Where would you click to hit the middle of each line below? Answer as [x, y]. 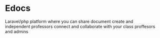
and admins [17, 31]
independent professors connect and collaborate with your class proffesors [80, 26]
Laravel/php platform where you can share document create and [69, 21]
